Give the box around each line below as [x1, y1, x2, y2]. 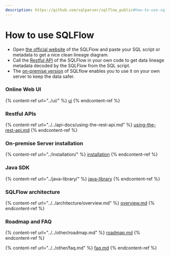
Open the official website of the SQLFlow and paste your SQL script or [12, 46, 160, 52]
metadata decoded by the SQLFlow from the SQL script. [12, 62, 131, 69]
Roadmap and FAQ [5, 218, 52, 225]
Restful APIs [5, 110, 37, 117]
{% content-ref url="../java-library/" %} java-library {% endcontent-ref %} [5, 176, 160, 182]
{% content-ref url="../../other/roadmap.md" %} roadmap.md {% [5, 230, 140, 236]
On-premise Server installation [5, 140, 83, 147]
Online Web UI [5, 86, 42, 93]
